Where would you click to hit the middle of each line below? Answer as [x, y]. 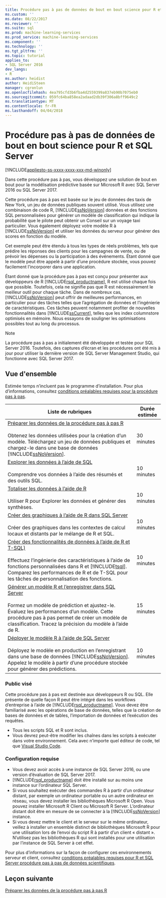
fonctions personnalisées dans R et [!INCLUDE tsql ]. [67, 566]
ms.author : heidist [25, 79]
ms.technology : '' [24, 46]
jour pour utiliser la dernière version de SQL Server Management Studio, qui [82, 353]
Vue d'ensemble [31, 374]
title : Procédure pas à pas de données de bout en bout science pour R [80, 10]
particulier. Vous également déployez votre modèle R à [61, 226]
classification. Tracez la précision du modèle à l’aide [68, 624]
